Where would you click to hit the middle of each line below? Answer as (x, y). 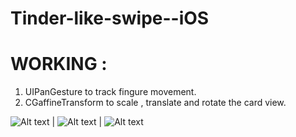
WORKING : (59, 64)
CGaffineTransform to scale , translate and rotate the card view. (155, 103)
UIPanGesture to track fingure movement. (110, 92)
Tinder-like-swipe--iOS (110, 18)
